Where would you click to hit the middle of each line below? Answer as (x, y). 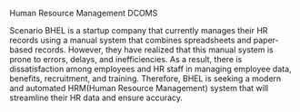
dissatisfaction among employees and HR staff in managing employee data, (151, 69)
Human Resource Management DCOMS (84, 13)
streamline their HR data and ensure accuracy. (96, 98)
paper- (266, 40)
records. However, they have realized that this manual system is (155, 50)
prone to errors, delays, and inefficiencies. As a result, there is (126, 59)
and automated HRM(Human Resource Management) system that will (139, 88)
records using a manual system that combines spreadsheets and (130, 40)
